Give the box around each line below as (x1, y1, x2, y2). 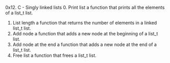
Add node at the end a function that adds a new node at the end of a (12, 41, 157, 48)
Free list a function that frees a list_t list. (12, 52, 97, 58)
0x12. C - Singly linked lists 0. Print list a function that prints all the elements (5, 5, 165, 10)
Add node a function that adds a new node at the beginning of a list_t (12, 31, 158, 36)
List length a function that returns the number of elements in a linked (12, 20, 157, 26)
